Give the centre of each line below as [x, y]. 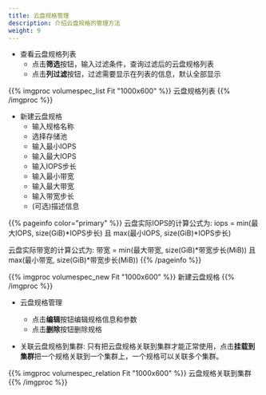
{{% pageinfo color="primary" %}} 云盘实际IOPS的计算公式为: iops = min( [130, 223]
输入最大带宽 [53, 186]
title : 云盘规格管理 [39, 16]
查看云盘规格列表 [48, 54]
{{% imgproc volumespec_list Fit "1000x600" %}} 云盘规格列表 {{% [119, 91]
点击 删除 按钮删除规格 [67, 330]
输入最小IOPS [54, 146]
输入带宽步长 [53, 196]
